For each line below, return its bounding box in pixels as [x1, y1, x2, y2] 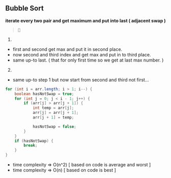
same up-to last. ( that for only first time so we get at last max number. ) [12, 57, 164, 63]
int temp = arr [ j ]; [32, 105, 74, 111]
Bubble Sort [5, 4, 44, 13]
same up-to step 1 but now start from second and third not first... [12, 76, 149, 83]
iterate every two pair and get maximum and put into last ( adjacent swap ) [5, 17, 166, 23]
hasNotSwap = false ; [32, 124, 77, 129]
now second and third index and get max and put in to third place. [12, 51, 152, 57]
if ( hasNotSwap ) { [14, 138, 54, 143]
